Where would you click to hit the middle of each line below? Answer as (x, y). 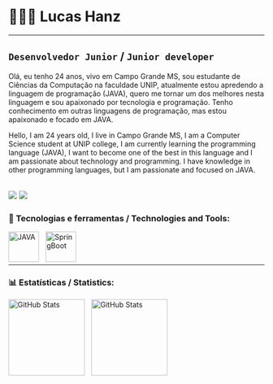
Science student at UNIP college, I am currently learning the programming (132, 144)
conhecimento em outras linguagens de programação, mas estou (118, 111)
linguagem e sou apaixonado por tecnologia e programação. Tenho (121, 102)
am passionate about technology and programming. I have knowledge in (129, 161)
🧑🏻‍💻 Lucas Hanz (65, 17)
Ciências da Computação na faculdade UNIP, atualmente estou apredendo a (136, 85)
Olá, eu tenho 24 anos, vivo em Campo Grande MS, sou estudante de (125, 76)
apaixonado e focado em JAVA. (61, 119)
